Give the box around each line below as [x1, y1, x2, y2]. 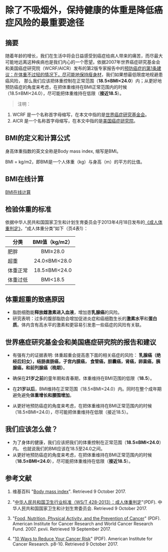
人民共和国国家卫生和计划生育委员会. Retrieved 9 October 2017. [16, 505, 147, 511]
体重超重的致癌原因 [5, 295, 64, 303]
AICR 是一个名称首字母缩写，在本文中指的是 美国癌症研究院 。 [12, 118, 138, 124]
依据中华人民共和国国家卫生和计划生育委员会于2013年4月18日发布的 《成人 [5, 219, 158, 225]
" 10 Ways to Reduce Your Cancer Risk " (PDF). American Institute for [12, 535, 153, 541]
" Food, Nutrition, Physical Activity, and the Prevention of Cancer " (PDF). [12, 515, 161, 521]
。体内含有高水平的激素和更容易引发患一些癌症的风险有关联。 [16, 322, 144, 328]
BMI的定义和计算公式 [5, 134, 70, 143]
